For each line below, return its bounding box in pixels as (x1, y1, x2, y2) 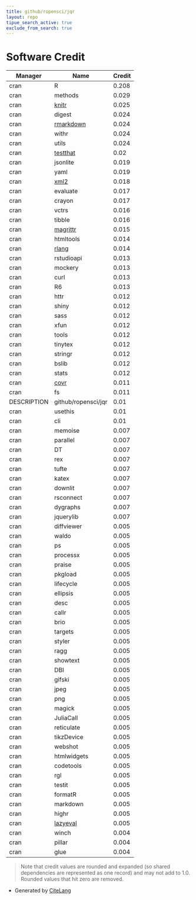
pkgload (54, 570, 77, 578)
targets (54, 628, 74, 636)
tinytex (54, 340, 74, 348)
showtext (54, 657, 80, 665)
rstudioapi (54, 254, 82, 262)
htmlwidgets (54, 752, 88, 760)
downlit (54, 484, 75, 492)
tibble (54, 216, 70, 224)
